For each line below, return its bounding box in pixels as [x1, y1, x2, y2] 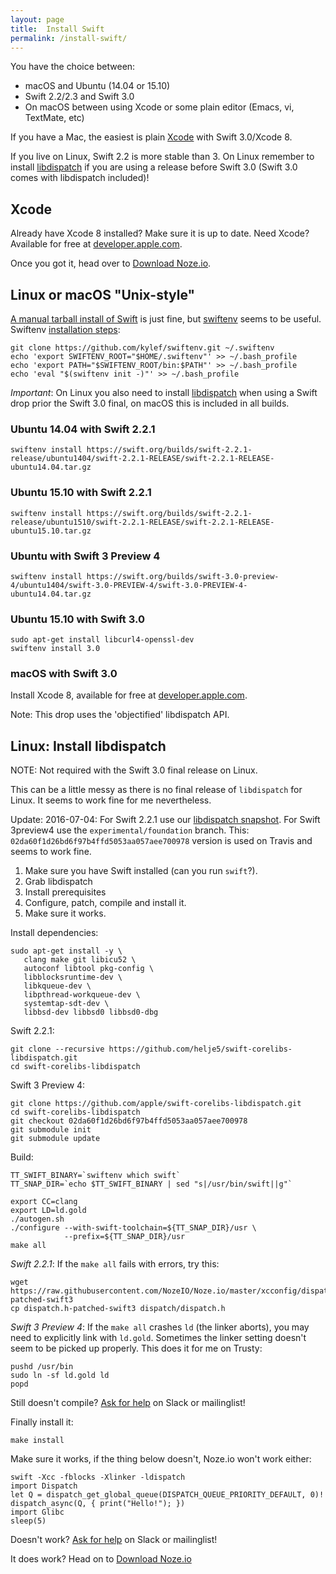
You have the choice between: [10, 61, 136, 73]
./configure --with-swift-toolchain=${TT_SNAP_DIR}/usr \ [10, 1223, 257, 1233]
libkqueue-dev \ [23, 981, 92, 991]
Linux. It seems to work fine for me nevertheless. [10, 794, 212, 806]
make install [10, 1436, 65, 1446]
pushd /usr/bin [10, 1362, 74, 1372]
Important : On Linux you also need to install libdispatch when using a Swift [10, 387, 318, 398]
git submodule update [10, 1134, 101, 1144]
